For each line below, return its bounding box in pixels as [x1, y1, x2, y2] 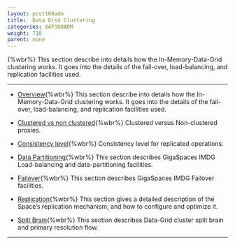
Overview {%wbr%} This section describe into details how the [17, 90, 196, 98]
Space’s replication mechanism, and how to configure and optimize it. [17, 202, 218, 211]
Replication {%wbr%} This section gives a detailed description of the [17, 195, 215, 203]
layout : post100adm [7, 10, 64, 17]
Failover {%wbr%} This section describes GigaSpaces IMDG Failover [17, 174, 215, 182]
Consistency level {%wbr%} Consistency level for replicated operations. [17, 140, 224, 148]
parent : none [7, 36, 45, 43]
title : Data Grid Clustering [7, 17, 96, 24]
